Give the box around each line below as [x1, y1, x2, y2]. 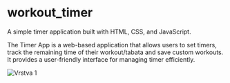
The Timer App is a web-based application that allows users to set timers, [7, 40, 218, 49]
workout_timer [7, 5, 93, 21]
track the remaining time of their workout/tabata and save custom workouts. [7, 48, 224, 56]
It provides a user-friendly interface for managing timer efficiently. [7, 55, 195, 63]
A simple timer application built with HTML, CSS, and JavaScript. [7, 27, 191, 36]
